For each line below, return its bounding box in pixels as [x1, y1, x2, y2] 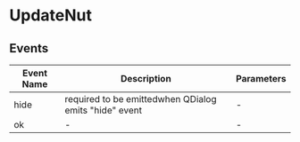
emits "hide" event [64, 104, 143, 116]
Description [120, 73, 171, 84]
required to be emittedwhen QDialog [64, 93, 217, 105]
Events [9, 41, 49, 56]
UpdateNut [9, 5, 92, 26]
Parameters [236, 73, 287, 84]
